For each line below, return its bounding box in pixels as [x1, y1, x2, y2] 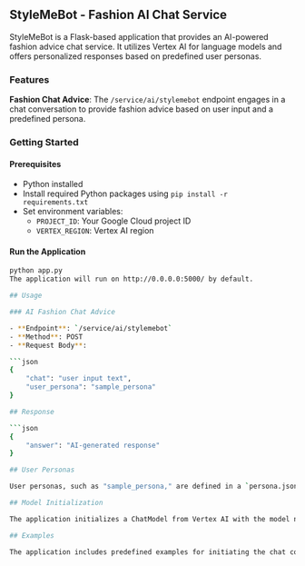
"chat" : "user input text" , [25, 374, 132, 383]
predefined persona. [9, 114, 86, 124]
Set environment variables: [22, 206, 123, 217]
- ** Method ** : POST [9, 332, 84, 342]
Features [9, 73, 50, 85]
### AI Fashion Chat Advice [9, 308, 116, 317]
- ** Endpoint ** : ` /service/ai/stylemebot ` [9, 323, 172, 333]
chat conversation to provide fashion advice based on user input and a [9, 104, 274, 114]
